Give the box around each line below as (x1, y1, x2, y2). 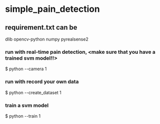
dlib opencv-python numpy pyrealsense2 (5, 36, 89, 42)
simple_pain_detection (5, 3, 100, 15)
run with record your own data (5, 78, 79, 85)
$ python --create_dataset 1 (5, 89, 62, 95)
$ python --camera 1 (5, 66, 47, 72)
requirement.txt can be (5, 23, 77, 32)
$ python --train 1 (5, 113, 41, 119)
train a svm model (5, 102, 49, 109)
